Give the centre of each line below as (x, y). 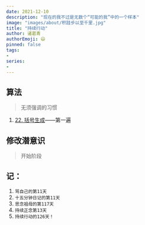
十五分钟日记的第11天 (37, 198)
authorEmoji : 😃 (26, 39)
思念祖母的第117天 (34, 204)
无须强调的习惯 (39, 108)
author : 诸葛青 (23, 34)
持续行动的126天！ (34, 217)
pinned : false (24, 45)
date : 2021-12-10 (28, 12)
